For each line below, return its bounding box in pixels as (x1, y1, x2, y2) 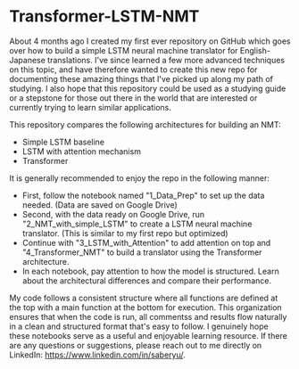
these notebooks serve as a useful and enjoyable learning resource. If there (9, 330, 287, 340)
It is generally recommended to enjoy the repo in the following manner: (9, 172, 270, 184)
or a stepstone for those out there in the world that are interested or (9, 92, 258, 103)
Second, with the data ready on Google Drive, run (21, 209, 205, 219)
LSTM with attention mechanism (21, 145, 141, 157)
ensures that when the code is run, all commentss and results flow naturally (9, 311, 287, 322)
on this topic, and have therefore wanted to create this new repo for (9, 64, 258, 75)
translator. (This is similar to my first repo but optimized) (21, 227, 229, 238)
